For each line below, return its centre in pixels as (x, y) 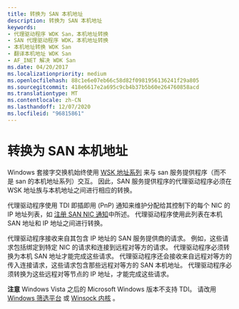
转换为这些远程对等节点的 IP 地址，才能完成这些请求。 (93, 274)
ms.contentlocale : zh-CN (44, 101)
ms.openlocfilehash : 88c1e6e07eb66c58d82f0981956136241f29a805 (103, 80)
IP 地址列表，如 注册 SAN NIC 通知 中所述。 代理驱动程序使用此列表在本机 (115, 214)
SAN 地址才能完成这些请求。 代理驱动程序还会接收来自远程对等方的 (133, 256)
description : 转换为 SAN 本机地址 (55, 21)
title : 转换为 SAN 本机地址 (45, 14)
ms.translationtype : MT (43, 93)
